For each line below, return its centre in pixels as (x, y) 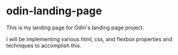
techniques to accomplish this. (44, 45)
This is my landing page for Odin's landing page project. (75, 27)
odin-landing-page (54, 11)
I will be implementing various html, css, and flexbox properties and (89, 39)
